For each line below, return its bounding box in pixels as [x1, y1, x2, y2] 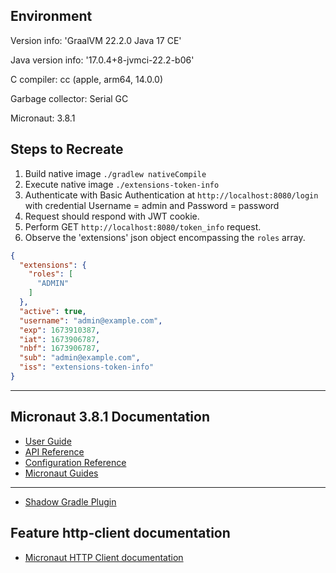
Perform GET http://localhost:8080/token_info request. [24, 220, 262, 233]
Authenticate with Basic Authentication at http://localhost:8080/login [24, 189, 319, 201]
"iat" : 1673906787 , [19, 334, 101, 344]
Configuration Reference [24, 456, 127, 468]
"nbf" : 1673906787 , [19, 344, 101, 354]
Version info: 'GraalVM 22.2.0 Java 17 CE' [10, 34, 182, 46]
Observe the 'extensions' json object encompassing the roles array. [24, 231, 306, 243]
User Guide [24, 435, 72, 447]
